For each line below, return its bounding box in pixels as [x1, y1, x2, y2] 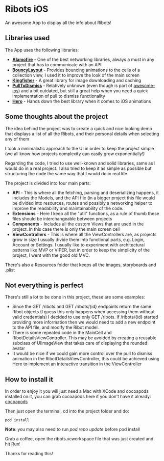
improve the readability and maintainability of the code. [12, 205, 124, 211]
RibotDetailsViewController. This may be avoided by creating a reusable [12, 335, 157, 341]
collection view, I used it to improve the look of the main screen [12, 72, 140, 78]
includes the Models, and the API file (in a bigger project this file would [12, 195, 155, 201]
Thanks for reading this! [5, 451, 53, 457]
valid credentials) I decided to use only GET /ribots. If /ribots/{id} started [12, 314, 158, 320]
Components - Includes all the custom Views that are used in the [12, 221, 144, 227]
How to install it [5, 375, 53, 383]
